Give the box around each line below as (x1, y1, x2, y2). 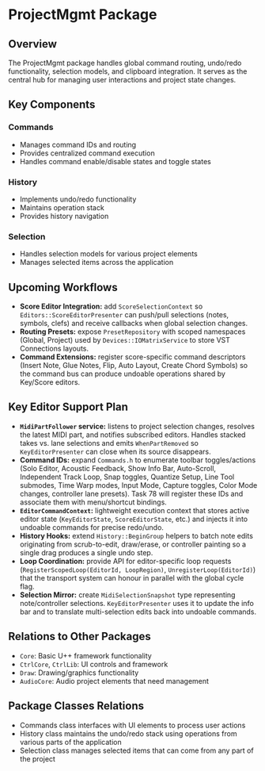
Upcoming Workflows (8, 280, 118, 294)
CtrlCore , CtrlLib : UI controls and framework (19, 659, 168, 669)
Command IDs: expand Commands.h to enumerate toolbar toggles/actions (19, 455, 256, 465)
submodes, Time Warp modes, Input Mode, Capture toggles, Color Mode (19, 480, 258, 489)
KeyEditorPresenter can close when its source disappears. (19, 447, 211, 456)
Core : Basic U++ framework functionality (19, 650, 152, 660)
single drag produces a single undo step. (19, 547, 153, 557)
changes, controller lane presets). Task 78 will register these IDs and (19, 489, 244, 498)
